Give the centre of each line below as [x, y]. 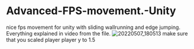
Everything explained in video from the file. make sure [97, 33]
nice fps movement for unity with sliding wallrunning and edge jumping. [93, 27]
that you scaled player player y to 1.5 [51, 40]
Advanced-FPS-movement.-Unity [91, 11]
